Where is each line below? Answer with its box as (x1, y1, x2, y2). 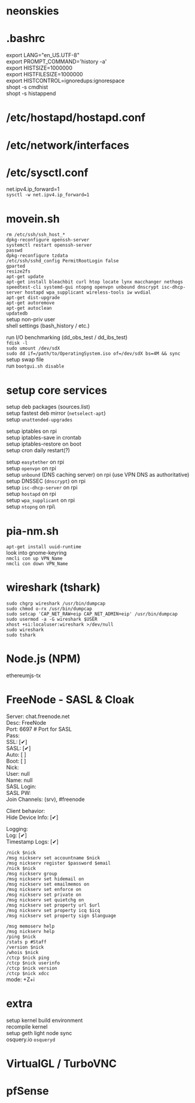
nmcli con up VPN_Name (6, 555, 63, 562)
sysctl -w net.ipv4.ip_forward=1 (6, 192, 90, 198)
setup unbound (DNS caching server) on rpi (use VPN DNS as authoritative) (6, 471, 190, 479)
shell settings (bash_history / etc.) (6, 322, 90, 330)
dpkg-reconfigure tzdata (6, 253, 68, 259)
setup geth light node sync (6, 1030, 72, 1036)
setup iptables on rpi (6, 428, 57, 435)
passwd (6, 247, 23, 253)
